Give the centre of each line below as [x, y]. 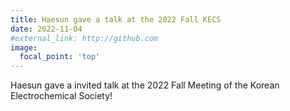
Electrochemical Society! [61, 96]
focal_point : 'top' [60, 57]
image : [24, 47]
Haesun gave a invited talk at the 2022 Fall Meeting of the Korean [145, 85]
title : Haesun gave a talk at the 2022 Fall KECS [116, 19]
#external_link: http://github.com [84, 38]
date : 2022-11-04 [46, 29]
